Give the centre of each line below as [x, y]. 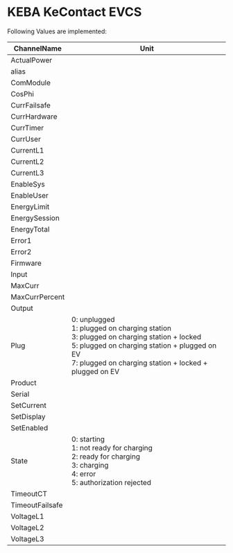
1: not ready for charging [112, 448]
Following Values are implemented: [57, 31]
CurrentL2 [27, 162]
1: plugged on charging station [122, 328]
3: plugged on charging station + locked [137, 337]
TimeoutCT [29, 493]
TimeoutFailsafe [37, 505]
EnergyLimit [30, 207]
